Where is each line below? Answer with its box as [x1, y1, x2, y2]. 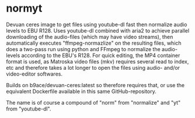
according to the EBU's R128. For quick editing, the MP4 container [21, 52, 180, 59]
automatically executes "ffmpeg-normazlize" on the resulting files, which [6, 40, 182, 47]
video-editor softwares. [6, 70, 63, 77]
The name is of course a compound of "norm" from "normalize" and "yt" [6, 99, 181, 106]
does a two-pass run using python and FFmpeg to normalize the [6, 45, 161, 52]
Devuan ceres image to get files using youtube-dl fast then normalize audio [6, 21, 187, 28]
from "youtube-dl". [6, 105, 51, 112]
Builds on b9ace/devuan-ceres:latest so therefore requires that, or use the [6, 81, 185, 88]
